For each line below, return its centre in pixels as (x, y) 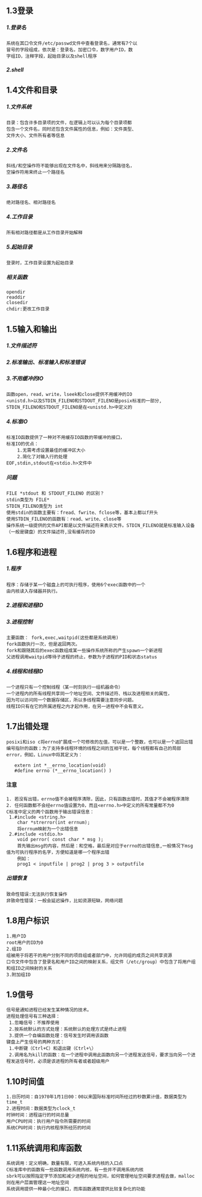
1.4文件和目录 (32, 90)
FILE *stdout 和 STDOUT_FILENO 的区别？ (55, 494)
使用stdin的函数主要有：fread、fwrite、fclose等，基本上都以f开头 (82, 513)
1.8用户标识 (28, 921)
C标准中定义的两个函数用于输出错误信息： (50, 812)
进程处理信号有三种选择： (33, 1017)
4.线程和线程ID (25, 671)
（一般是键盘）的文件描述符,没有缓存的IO (51, 532)
